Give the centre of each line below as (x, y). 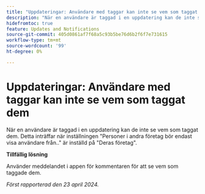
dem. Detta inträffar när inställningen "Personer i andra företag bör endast (99, 136)
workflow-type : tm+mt (34, 40)
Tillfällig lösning (27, 154)
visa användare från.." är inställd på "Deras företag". (72, 142)
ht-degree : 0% (24, 52)
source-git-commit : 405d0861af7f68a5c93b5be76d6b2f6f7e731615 (87, 35)
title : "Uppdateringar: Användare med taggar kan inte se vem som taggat (102, 12)
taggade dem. (24, 172)
